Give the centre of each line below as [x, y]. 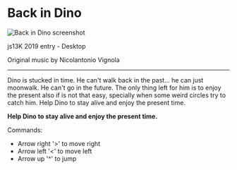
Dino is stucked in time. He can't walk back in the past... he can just [105, 80]
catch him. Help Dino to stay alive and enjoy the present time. [96, 102]
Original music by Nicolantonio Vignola [63, 60]
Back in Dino [45, 13]
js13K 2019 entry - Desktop [47, 46]
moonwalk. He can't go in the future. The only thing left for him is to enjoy [114, 87]
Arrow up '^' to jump [47, 158]
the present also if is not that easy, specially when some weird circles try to [117, 95]
